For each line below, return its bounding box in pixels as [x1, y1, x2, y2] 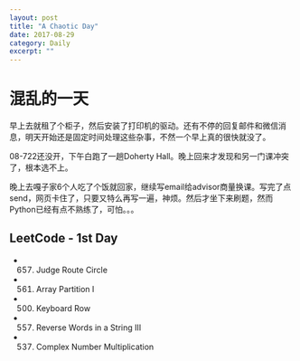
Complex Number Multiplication [35, 341, 155, 352]
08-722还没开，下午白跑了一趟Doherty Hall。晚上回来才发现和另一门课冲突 [9, 151, 289, 162]
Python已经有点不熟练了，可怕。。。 [9, 204, 139, 215]
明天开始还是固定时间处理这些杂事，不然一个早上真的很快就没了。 [24, 132, 271, 143]
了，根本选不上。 [9, 162, 73, 173]
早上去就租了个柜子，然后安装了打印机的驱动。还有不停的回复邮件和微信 [9, 120, 278, 131]
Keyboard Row [35, 302, 91, 313]
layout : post [9, 13, 59, 23]
